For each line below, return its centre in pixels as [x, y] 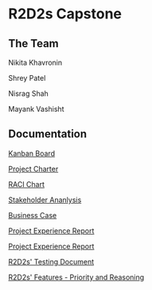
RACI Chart [27, 184]
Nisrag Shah [29, 93]
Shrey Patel [27, 78]
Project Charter [33, 169]
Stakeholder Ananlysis [45, 200]
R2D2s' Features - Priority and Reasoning [76, 277]
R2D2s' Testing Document [51, 261]
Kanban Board [32, 153]
